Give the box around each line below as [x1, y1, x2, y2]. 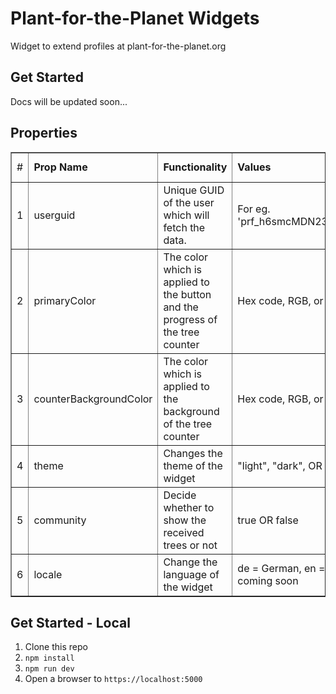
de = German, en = [237, 561, 326, 575]
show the [163, 513, 207, 527]
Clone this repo [24, 641, 88, 653]
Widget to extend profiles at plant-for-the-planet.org [10, 40, 227, 52]
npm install [24, 653, 75, 664]
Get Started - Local [10, 614, 131, 631]
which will [163, 208, 210, 222]
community [33, 513, 87, 527]
